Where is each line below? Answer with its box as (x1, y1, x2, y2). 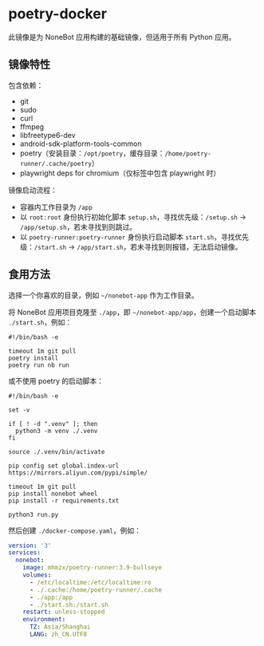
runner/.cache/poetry (19, 160, 92, 167)
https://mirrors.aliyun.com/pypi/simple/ (8, 468, 148, 477)
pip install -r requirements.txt (8, 496, 120, 505)
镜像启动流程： (8, 185, 57, 195)
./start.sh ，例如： (8, 317, 73, 327)
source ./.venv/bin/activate (8, 447, 105, 455)
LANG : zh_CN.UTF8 (29, 631, 88, 639)
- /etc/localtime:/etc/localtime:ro (29, 578, 152, 586)
